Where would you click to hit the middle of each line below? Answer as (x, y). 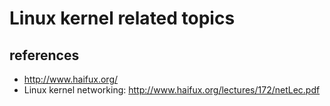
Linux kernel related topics (122, 18)
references (44, 55)
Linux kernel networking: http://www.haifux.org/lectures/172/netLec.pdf (172, 90)
